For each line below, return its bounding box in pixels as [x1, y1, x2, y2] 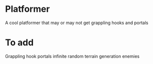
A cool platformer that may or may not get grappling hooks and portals [5, 20, 149, 26]
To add [5, 37, 34, 48]
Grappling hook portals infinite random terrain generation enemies [5, 53, 140, 59]
